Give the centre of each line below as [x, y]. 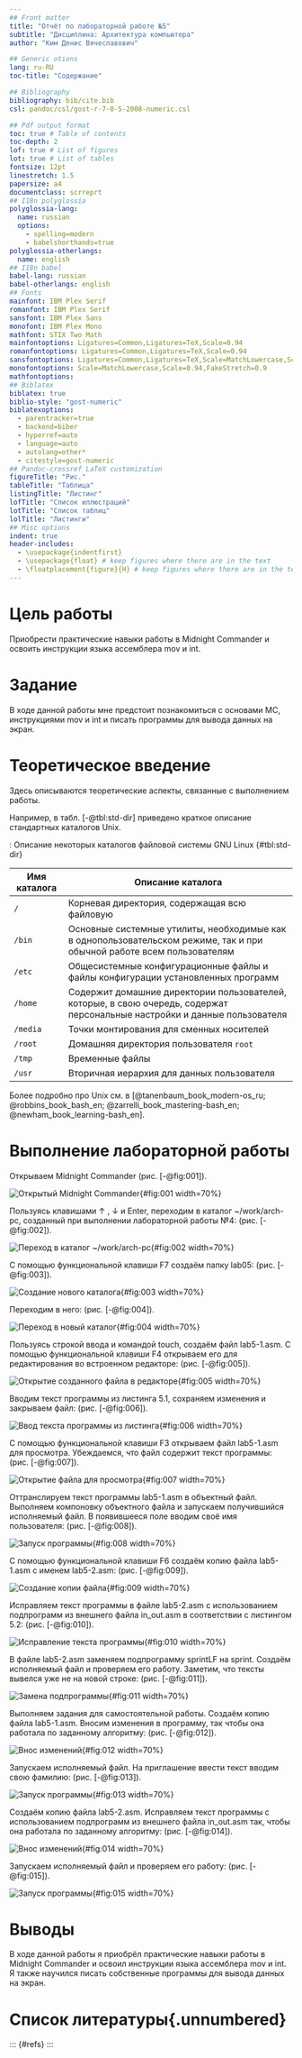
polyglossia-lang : [44, 209]
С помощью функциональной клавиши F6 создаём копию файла [133, 1560]
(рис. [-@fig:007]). [44, 1462]
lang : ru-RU [31, 68]
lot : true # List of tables [62, 159]
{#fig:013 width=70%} [133, 1794]
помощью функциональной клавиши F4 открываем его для [124, 1354]
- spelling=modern [60, 234]
